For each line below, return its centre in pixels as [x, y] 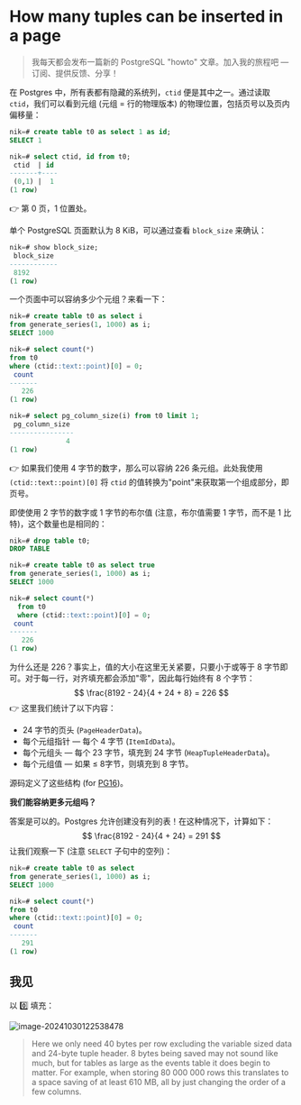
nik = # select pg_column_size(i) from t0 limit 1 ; [105, 416]
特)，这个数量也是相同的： [59, 524]
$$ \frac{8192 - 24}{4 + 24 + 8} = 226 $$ [151, 693]
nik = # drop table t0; [50, 541]
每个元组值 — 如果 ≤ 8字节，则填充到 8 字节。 [108, 764]
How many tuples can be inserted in [146, 17]
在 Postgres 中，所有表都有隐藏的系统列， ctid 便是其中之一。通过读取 [140, 92]
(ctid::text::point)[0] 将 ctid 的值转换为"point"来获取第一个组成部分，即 [150, 482]
